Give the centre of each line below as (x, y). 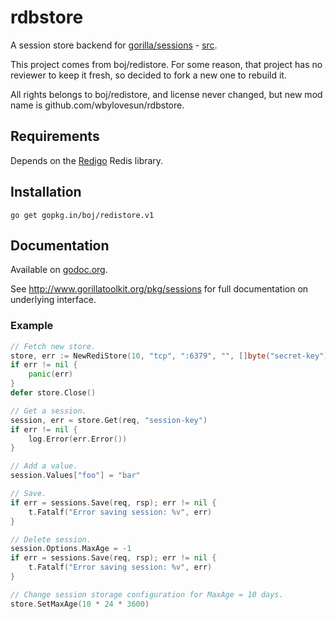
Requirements (55, 136)
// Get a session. (48, 411)
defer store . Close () (53, 393)
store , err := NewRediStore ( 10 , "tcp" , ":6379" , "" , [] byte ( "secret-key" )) (171, 356)
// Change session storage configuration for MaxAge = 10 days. (147, 594)
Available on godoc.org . (59, 270)
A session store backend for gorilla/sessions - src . (114, 45)
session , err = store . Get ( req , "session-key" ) (109, 420)
